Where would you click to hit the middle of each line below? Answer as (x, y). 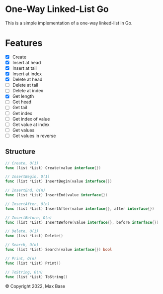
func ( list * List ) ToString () (37, 277)
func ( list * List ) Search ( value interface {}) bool (59, 250)
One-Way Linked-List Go (57, 9)
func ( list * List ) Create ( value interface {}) (53, 168)
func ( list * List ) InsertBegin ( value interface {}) (59, 181)
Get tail (20, 108)
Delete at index (28, 91)
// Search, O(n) (22, 245)
